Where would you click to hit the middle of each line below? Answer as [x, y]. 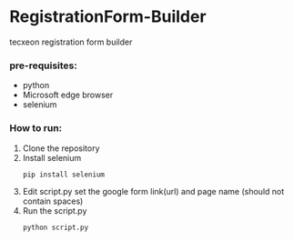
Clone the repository [61, 148]
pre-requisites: [43, 65]
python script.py [56, 228]
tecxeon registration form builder [71, 42]
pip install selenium [63, 175]
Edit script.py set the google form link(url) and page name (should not [153, 192]
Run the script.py [55, 211]
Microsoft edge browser [68, 95]
